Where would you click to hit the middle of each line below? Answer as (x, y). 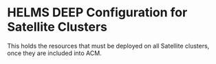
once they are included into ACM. (54, 53)
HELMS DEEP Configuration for (97, 13)
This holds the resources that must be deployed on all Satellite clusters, (108, 46)
